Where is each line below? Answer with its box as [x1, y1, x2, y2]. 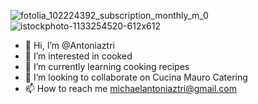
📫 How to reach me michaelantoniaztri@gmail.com [24, 83, 237, 94]
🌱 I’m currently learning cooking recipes [24, 61, 190, 72]
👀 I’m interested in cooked [24, 50, 133, 62]
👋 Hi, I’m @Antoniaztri [24, 40, 115, 51]
